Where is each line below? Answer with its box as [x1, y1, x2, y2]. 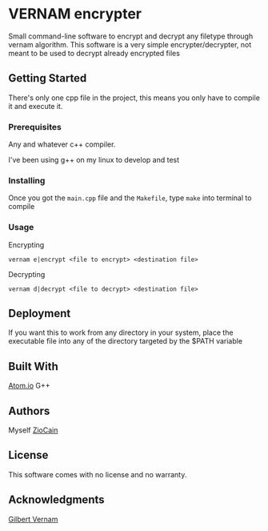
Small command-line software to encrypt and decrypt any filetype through [8, 31, 254, 41]
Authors [8, 404, 50, 417]
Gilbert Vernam [8, 514, 58, 524]
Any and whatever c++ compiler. [8, 139, 116, 149]
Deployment [8, 307, 71, 320]
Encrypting [8, 239, 45, 249]
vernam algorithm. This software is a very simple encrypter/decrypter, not [8, 39, 252, 49]
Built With [8, 360, 58, 373]
